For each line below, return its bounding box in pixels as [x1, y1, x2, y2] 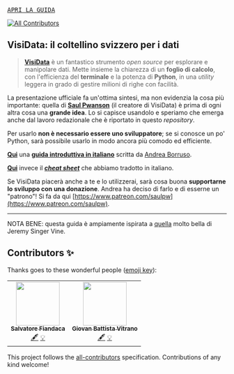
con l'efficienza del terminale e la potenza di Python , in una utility [24, 73, 214, 81]
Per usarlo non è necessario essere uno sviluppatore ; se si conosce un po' [7, 129, 225, 137]
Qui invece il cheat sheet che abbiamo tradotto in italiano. [7, 163, 174, 172]
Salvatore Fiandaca [10, 324, 65, 333]
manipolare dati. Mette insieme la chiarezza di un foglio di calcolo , [24, 65, 216, 73]
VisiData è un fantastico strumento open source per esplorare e [24, 57, 208, 66]
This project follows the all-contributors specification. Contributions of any [7, 352, 221, 361]
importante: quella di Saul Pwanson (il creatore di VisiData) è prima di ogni [7, 100, 221, 109]
